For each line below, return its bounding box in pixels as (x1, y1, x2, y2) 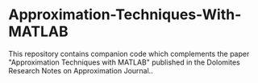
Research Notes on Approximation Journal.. (8, 65, 153, 75)
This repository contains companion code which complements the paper (8, 49, 250, 58)
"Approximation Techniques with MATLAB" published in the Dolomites (8, 57, 240, 67)
